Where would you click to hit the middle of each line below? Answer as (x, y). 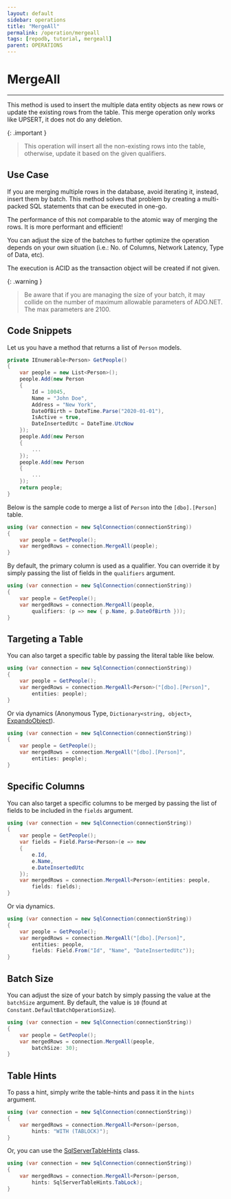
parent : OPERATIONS (35, 45)
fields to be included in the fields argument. (70, 810)
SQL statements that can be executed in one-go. (98, 206)
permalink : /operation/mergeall (53, 33)
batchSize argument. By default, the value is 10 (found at (87, 1002)
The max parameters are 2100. (67, 309)
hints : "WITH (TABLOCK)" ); (70, 1131)
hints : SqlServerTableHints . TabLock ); (87, 1183)
